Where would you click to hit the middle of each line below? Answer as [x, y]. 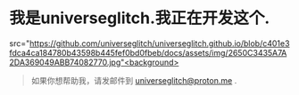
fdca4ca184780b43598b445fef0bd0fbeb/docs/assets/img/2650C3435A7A [148, 52]
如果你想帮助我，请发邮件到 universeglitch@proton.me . [134, 80]
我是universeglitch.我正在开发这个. [140, 18]
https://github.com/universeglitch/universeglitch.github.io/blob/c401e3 [160, 43]
